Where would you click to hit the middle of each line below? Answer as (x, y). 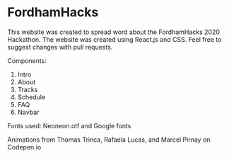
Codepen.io (24, 147)
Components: (27, 60)
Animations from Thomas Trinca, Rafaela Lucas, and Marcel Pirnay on (109, 140)
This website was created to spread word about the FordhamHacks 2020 (114, 32)
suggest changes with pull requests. (60, 47)
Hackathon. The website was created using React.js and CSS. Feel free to (114, 39)
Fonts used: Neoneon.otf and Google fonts (69, 125)
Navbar (28, 112)
